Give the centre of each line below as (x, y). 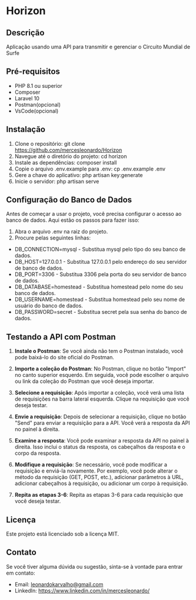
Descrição (25, 33)
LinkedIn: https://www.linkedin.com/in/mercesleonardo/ (82, 591)
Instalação (26, 129)
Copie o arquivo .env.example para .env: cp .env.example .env (90, 169)
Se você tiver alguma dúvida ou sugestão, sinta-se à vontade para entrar (94, 566)
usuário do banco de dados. (49, 306)
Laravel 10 (27, 98)
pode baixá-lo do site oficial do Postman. (64, 358)
